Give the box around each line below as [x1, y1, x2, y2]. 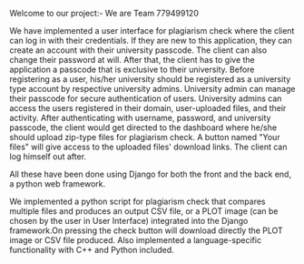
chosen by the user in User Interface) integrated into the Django [9, 216, 249, 226]
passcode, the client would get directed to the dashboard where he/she [9, 122, 278, 133]
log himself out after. [9, 151, 87, 162]
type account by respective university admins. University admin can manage [9, 84, 296, 94]
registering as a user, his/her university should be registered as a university [9, 74, 291, 85]
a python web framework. [9, 178, 106, 189]
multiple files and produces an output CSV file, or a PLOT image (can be [9, 206, 279, 217]
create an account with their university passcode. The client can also [9, 45, 268, 56]
